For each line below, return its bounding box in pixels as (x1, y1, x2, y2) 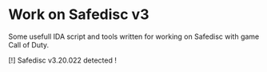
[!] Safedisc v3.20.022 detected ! (8, 55, 118, 65)
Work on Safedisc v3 (8, 6, 149, 24)
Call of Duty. (8, 40, 50, 49)
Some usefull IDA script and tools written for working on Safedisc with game (8, 32, 260, 41)
